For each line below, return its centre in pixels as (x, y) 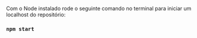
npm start (20, 29)
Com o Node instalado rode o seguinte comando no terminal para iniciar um (99, 8)
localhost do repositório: (36, 15)
